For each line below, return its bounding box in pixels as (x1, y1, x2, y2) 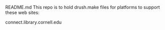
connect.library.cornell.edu (5, 19, 62, 25)
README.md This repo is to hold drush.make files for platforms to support (5, 4, 160, 10)
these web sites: (5, 9, 40, 15)
